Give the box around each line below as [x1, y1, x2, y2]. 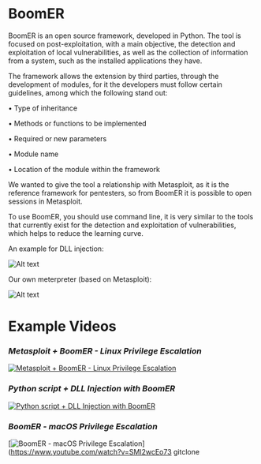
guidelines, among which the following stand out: [8, 88, 168, 97]
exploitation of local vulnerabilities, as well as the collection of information [8, 47, 248, 57]
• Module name [8, 149, 59, 159]
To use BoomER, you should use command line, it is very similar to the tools [8, 211, 254, 221]
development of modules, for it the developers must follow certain [8, 80, 223, 89]
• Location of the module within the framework [8, 164, 160, 174]
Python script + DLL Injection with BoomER [8, 384, 176, 395]
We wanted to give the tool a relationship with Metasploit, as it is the [8, 179, 229, 189]
